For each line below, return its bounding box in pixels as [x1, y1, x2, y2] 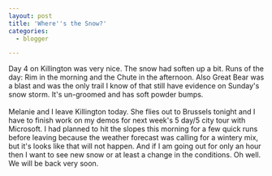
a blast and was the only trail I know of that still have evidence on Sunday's [8, 81, 260, 91]
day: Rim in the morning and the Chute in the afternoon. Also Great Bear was [8, 72, 265, 82]
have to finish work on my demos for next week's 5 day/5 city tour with [8, 115, 246, 126]
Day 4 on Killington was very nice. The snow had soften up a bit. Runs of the [8, 64, 264, 74]
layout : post [8, 11, 53, 20]
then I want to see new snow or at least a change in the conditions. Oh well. [8, 150, 261, 160]
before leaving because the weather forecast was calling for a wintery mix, [8, 133, 258, 143]
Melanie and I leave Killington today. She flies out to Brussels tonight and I [8, 107, 256, 117]
